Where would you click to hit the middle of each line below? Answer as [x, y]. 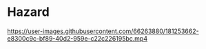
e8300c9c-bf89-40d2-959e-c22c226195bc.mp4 [78, 38]
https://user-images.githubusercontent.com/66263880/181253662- [103, 31]
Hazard [28, 12]
